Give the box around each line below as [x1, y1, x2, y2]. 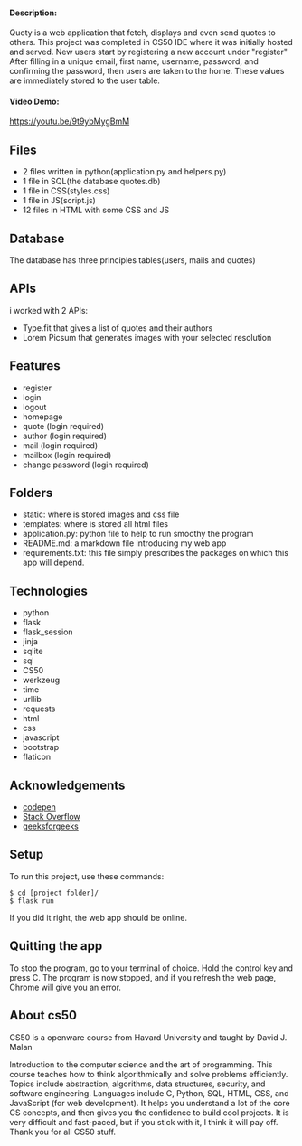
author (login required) [22, 430, 107, 441]
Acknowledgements [9, 777, 126, 793]
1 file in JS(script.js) [22, 195, 97, 206]
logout [22, 401, 47, 412]
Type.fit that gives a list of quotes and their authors [22, 322, 213, 333]
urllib [22, 694, 42, 705]
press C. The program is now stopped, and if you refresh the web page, [9, 972, 277, 982]
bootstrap [22, 742, 60, 753]
